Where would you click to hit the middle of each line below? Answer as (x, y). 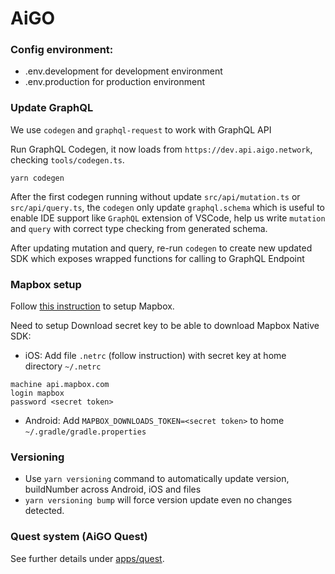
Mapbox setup (46, 284)
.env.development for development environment (123, 71)
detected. (44, 511)
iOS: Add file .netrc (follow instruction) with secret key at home (155, 356)
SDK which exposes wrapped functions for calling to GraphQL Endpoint (157, 258)
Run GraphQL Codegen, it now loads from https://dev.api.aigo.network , (161, 149)
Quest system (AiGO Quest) (79, 537)
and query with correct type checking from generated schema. (139, 228)
